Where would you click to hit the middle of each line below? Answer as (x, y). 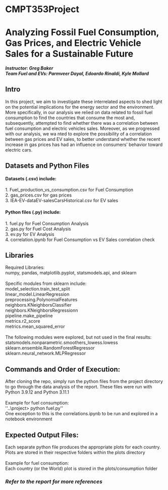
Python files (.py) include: (33, 212)
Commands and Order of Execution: (63, 369)
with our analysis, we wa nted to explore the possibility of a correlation (79, 134)
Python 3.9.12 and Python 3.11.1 (37, 392)
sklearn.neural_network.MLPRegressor (46, 353)
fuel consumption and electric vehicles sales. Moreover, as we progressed (82, 128)
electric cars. (19, 150)
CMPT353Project (42, 9)
